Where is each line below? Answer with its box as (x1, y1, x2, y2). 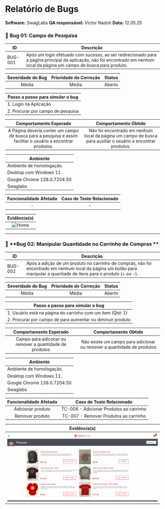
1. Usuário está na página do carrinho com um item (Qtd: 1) (7, 309, 128, 316)
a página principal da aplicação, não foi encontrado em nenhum (26, 57, 155, 63)
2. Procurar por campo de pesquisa (7, 108, 79, 114)
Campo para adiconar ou (16, 336, 66, 342)
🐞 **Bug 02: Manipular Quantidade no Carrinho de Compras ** (5, 240, 159, 247)
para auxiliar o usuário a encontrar (86, 138, 156, 144)
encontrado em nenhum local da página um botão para (26, 266, 137, 271)
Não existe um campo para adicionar (81, 339, 156, 344)
